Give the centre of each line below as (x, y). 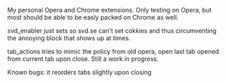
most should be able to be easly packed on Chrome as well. (93, 17)
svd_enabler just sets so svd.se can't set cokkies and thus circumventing (112, 31)
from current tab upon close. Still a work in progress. (83, 59)
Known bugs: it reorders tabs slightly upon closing (80, 72)
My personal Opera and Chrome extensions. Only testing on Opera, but (110, 10)
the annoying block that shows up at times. (69, 38)
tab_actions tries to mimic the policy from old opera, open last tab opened (113, 52)
